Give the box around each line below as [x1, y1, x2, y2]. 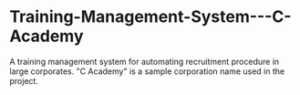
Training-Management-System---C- [9, 6, 292, 27]
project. [9, 75, 39, 86]
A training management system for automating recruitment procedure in [9, 56, 280, 67]
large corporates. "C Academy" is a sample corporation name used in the [9, 66, 285, 77]
